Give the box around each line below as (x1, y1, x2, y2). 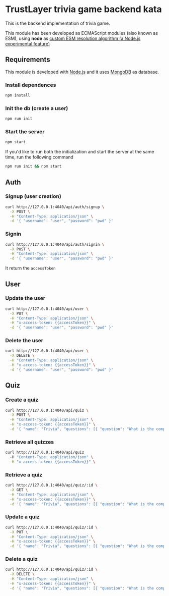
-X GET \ (10, 487, 28, 493)
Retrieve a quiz (5, 471, 43, 478)
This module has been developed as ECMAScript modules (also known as (5, 30, 158, 36)
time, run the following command (5, 154, 74, 160)
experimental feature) (5, 40, 50, 46)
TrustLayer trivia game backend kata (5, 4, 162, 15)
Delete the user (5, 337, 44, 344)
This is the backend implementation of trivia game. (5, 20, 111, 26)
